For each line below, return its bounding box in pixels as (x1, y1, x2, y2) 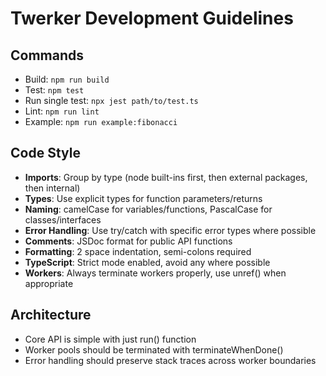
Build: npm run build (24, 73, 110, 85)
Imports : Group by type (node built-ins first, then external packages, (24, 171, 308, 183)
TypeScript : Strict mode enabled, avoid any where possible (24, 256, 271, 268)
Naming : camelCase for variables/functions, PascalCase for (24, 203, 273, 215)
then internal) (24, 182, 81, 194)
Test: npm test (24, 84, 85, 96)
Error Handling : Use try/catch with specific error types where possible (24, 224, 317, 236)
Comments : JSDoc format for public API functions (24, 235, 233, 247)
